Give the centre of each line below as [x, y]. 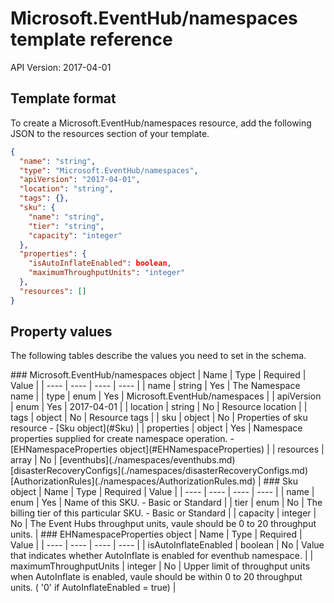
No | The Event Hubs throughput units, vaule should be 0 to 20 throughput [163, 524]
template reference [91, 39]
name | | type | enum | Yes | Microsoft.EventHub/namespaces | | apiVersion [166, 396]
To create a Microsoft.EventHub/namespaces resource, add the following [161, 123]
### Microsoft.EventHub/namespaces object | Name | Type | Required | [158, 375]
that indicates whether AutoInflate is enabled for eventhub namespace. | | [162, 556]
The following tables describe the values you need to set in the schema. [158, 356]
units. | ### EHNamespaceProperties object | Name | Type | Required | [156, 534]
